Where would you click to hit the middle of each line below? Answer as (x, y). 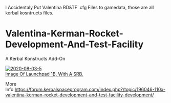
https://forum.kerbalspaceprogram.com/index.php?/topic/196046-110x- (90, 89)
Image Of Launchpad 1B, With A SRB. (44, 74)
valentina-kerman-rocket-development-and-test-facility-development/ (80, 95)
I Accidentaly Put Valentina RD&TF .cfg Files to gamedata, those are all (80, 7)
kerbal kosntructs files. (29, 13)
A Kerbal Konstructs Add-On (35, 58)
